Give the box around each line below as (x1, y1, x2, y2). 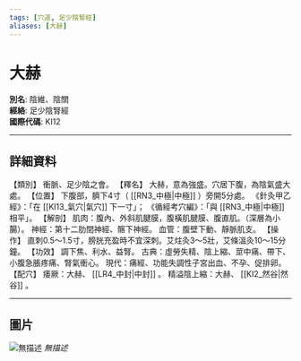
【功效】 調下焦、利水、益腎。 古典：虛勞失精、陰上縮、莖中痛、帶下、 (26, 246, 291, 257)
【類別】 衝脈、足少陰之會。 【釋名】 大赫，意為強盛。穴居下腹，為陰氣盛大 (9, 179, 291, 190)
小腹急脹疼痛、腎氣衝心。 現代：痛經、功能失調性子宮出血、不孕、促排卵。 (9, 257, 287, 269)
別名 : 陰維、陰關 (9, 94, 69, 105)
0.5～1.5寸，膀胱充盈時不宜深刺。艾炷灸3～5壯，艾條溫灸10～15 (42, 235, 279, 246)
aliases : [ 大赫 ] (9, 21, 67, 30)
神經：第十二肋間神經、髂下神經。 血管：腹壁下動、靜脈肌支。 (30, 224, 262, 235)
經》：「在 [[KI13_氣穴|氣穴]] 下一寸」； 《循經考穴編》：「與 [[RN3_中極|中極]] (9, 202, 285, 212)
